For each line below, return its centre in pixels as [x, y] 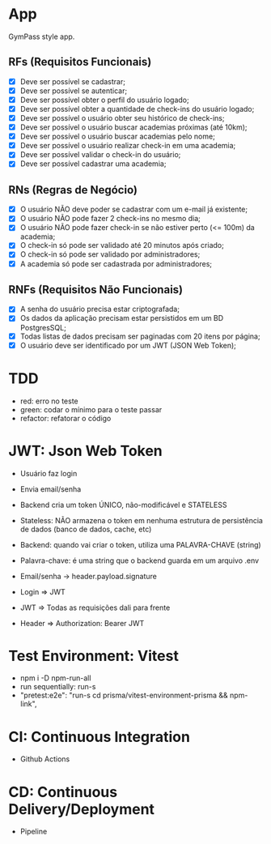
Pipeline [34, 832]
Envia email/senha [51, 489]
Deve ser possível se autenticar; [74, 91]
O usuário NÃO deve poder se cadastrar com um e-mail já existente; [134, 209]
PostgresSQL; [43, 327]
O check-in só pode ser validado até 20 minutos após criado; [122, 245]
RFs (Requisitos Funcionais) [80, 62]
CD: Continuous [63, 792]
